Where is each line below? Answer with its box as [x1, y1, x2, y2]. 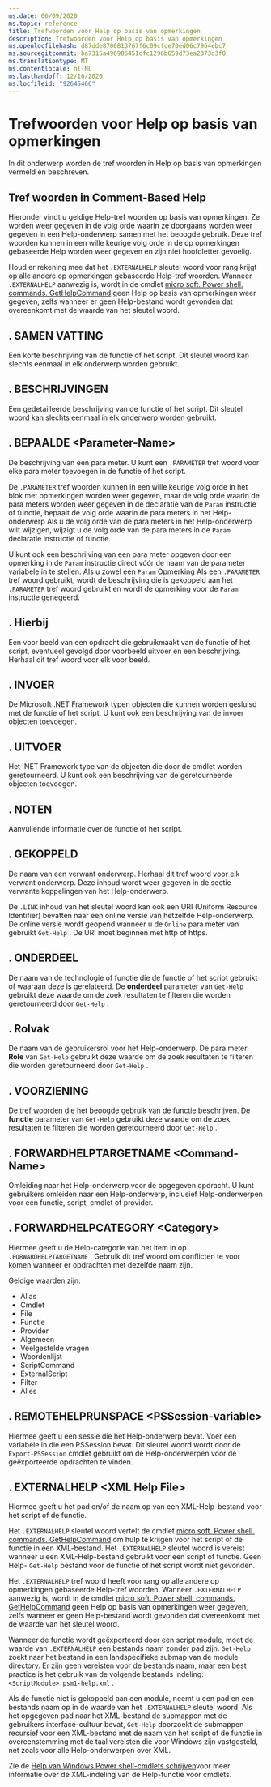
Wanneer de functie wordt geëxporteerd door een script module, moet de [8, 1635, 253, 1645]
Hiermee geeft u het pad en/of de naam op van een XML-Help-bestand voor [8, 1502, 262, 1511]
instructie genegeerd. [8, 592, 80, 602]
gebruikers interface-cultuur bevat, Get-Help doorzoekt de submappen [8, 1720, 244, 1729]
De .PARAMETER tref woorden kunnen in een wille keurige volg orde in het [8, 481, 248, 491]
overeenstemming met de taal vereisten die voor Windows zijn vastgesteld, [8, 1737, 259, 1746]
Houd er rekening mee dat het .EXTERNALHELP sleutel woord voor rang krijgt [8, 263, 257, 272]
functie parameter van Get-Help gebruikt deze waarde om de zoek [8, 1114, 231, 1124]
